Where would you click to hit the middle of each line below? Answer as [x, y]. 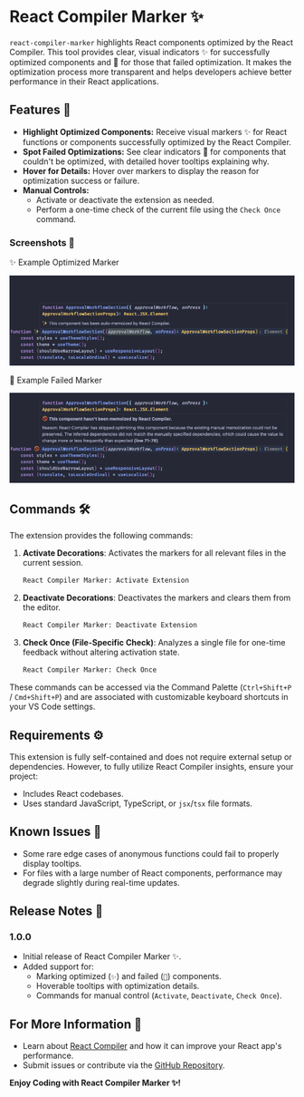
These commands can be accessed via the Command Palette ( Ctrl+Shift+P [151, 687]
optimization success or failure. [81, 180]
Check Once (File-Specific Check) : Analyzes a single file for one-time [154, 643]
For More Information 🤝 [76, 1024]
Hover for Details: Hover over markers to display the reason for [141, 170]
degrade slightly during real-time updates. [101, 882]
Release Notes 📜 [57, 912]
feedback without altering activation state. [101, 652]
